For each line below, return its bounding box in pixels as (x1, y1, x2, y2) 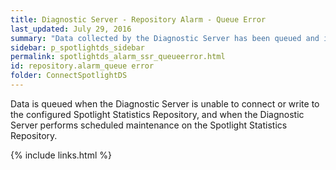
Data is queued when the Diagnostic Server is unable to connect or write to (10, 97, 320, 110)
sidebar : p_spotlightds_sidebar (10, 42, 145, 53)
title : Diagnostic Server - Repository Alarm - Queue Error (10, 14, 267, 25)
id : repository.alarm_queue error (10, 61, 155, 71)
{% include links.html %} (10, 149, 112, 161)
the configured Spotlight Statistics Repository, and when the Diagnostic (10, 108, 305, 120)
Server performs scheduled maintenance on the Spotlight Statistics (10, 119, 288, 131)
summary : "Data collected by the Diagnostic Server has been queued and (10, 33, 320, 43)
